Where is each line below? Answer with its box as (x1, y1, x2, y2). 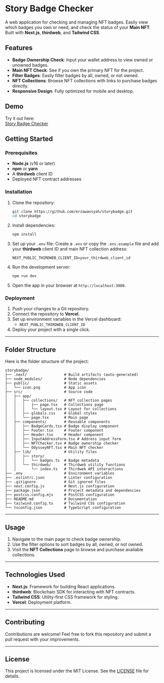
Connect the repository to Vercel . (12, 311, 80, 317)
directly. (12, 83, 29, 89)
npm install (12, 232, 37, 237)
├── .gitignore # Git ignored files (5, 480, 106, 484)
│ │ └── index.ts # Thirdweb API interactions (5, 467, 123, 472)
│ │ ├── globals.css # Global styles (5, 411, 97, 416)
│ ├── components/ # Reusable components (5, 420, 110, 425)
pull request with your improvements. (5, 636, 80, 642)
